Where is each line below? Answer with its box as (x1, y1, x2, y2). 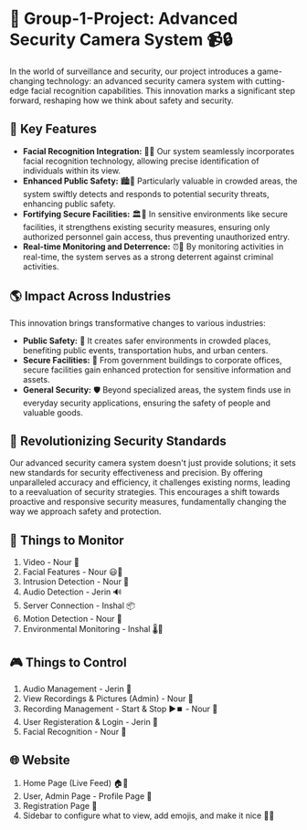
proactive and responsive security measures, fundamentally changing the (9, 497, 287, 508)
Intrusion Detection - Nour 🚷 (22, 576, 130, 587)
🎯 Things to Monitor (9, 532, 125, 548)
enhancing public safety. (22, 198, 116, 209)
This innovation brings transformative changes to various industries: (9, 317, 267, 328)
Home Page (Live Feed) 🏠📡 (22, 777, 129, 788)
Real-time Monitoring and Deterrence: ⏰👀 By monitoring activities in (22, 241, 284, 252)
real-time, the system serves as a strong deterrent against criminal (22, 251, 274, 262)
